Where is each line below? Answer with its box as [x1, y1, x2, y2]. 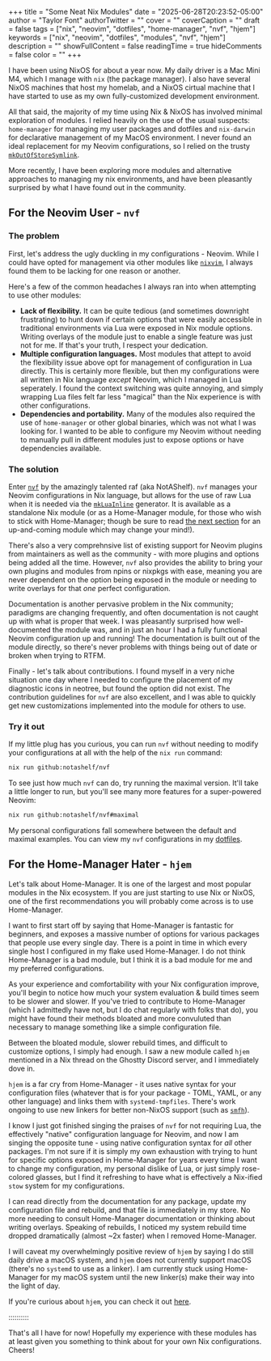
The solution [8, 463, 59, 475]
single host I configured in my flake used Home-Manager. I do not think [8, 946, 246, 956]
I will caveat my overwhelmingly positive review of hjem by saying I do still [8, 1246, 254, 1256]
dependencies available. [19, 443, 102, 453]
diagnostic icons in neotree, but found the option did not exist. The [8, 683, 231, 693]
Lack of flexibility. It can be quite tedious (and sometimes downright [19, 306, 249, 315]
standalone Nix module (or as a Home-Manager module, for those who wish [8, 507, 261, 517]
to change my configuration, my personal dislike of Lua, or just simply [8, 1164, 240, 1173]
